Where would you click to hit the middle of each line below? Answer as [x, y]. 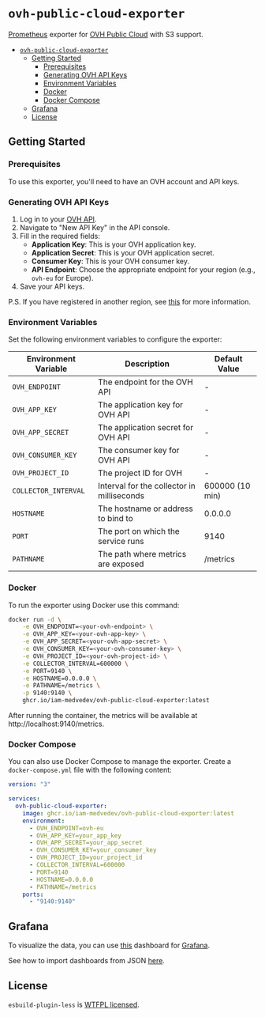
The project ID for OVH [140, 473]
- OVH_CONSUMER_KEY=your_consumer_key [93, 850]
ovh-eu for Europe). [62, 278]
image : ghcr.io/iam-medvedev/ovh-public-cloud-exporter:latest [129, 813]
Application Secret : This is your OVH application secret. [123, 252]
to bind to [116, 519]
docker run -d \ [35, 619]
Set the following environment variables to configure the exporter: [115, 339]
